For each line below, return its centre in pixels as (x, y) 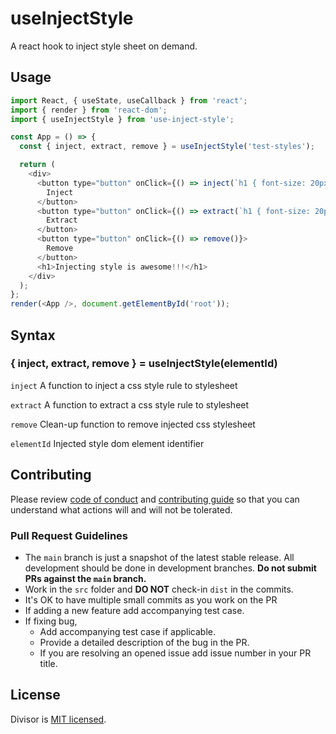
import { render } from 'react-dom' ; (89, 110)
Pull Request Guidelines (69, 535)
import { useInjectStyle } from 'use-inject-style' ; (122, 119)
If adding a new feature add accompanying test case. (134, 610)
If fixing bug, (51, 621)
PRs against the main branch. (85, 578)
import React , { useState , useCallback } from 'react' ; (129, 100)
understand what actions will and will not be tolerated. (121, 509)
